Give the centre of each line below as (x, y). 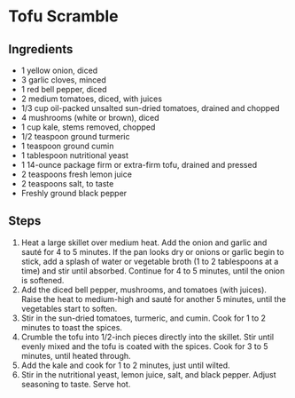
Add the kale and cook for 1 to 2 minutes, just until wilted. (126, 365)
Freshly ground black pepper (74, 193)
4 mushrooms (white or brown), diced (90, 118)
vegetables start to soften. (69, 308)
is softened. (43, 280)
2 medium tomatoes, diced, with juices (92, 99)
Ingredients (41, 49)
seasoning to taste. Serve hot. (76, 384)
